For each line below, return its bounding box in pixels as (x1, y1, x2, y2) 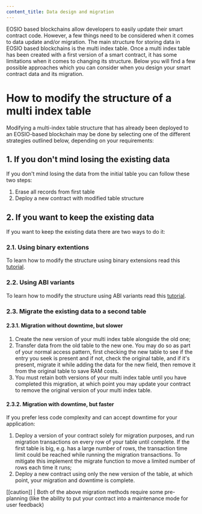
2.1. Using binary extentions (6, 243, 89, 252)
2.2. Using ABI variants (6, 278, 75, 287)
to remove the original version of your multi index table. (14, 386, 152, 393)
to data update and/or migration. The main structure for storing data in (6, 38, 180, 45)
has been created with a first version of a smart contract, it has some (6, 51, 177, 58)
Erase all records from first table (14, 188, 95, 196)
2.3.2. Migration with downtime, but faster (6, 400, 114, 407)
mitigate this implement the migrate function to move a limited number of (14, 457, 195, 465)
